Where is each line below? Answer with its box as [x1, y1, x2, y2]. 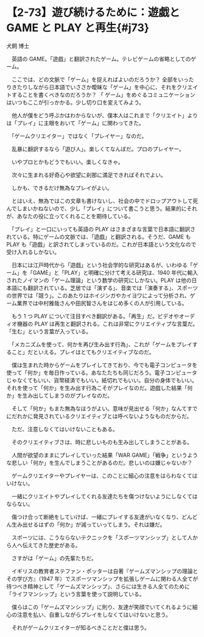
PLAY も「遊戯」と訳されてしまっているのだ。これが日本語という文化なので [6, 241, 197, 248]
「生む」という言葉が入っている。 [6, 327, 92, 335]
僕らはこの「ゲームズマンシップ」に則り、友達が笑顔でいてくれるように [11, 603, 193, 611]
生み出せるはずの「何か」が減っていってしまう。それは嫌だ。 [11, 520, 166, 528]
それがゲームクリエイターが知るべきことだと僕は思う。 [11, 624, 150, 631]
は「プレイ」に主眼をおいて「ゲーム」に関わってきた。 [6, 119, 145, 126]
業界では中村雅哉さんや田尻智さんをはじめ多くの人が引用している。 [16, 299, 188, 307]
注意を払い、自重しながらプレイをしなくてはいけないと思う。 [16, 611, 172, 618]
